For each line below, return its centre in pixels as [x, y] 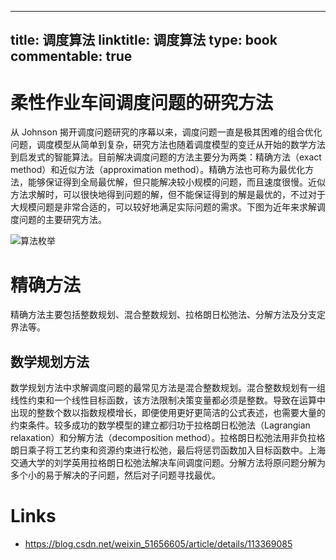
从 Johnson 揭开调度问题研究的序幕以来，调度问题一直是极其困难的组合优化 [166, 132]
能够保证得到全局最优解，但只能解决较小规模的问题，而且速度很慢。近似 [176, 182]
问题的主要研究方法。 [62, 220]
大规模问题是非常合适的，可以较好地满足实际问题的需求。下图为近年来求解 [163, 207]
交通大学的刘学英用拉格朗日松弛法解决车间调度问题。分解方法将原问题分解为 [168, 463]
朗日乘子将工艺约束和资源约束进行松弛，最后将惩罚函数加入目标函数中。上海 [168, 450]
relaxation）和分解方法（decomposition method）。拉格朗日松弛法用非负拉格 [168, 438]
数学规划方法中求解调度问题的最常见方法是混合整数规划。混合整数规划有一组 [168, 388]
